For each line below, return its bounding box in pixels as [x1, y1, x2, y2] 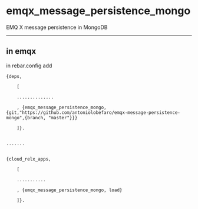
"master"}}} [48, 115, 78, 120]
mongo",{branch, [6, 115, 46, 120]
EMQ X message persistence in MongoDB [6, 24, 108, 31]
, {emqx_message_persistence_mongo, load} [16, 187, 123, 193]
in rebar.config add [6, 62, 52, 69]
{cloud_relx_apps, [6, 156, 51, 162]
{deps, [6, 73, 22, 79]
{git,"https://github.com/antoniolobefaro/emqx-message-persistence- [6, 109, 181, 116]
